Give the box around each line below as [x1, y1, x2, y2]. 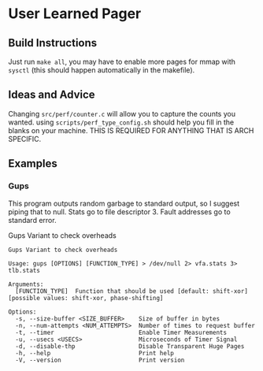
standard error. [8, 215, 57, 224]
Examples [8, 157, 57, 170]
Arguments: [8, 280, 44, 288]
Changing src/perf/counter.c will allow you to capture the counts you [8, 109, 236, 118]
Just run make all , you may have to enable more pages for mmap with [8, 57, 236, 66]
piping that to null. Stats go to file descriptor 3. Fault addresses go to [8, 206, 231, 217]
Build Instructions [8, 36, 98, 50]
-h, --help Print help [15, 349, 175, 357]
